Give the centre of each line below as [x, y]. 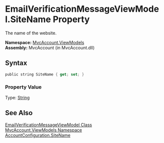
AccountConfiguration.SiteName [38, 135]
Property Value [23, 87]
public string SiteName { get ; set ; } [45, 74]
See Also [19, 113]
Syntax [16, 63]
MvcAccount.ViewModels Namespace [44, 130]
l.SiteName [28, 19]
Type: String [17, 97]
